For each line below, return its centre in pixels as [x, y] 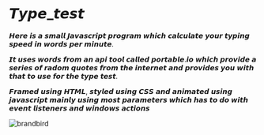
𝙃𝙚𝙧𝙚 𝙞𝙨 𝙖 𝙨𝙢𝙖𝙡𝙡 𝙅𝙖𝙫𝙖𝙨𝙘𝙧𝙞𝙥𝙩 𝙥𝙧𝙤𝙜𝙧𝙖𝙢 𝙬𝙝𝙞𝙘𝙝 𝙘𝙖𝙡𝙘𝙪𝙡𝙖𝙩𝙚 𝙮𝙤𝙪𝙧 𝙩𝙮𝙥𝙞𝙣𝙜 [129, 36]
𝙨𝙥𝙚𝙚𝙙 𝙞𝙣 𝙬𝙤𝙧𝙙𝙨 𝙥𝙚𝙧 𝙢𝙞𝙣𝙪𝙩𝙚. [61, 43]
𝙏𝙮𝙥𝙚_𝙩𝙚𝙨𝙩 [47, 14]
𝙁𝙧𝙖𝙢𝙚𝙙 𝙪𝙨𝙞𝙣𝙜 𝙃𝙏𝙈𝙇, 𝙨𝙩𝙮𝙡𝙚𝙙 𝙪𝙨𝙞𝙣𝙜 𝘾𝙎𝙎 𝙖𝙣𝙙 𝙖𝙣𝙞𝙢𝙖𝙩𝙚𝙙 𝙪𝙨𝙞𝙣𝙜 [121, 91]
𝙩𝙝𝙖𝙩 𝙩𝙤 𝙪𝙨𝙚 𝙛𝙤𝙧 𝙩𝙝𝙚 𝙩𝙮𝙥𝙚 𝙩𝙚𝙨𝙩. [63, 76]
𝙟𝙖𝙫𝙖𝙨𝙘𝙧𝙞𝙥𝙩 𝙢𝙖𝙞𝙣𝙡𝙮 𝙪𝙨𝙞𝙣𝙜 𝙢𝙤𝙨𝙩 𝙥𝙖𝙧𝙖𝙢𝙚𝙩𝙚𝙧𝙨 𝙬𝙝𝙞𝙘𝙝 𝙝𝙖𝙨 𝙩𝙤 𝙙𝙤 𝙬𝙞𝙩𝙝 [128, 99]
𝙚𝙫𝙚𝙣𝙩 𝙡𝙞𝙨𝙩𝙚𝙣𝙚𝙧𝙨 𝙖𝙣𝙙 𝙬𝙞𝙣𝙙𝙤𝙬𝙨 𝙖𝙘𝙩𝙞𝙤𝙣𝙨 [79, 108]
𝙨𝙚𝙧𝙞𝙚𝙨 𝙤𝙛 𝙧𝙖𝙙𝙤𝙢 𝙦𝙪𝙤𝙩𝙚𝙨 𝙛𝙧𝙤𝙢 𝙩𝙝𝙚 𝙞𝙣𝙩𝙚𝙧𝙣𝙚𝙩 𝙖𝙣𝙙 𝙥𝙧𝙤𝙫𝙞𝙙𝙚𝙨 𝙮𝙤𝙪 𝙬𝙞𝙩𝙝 [132, 67]
